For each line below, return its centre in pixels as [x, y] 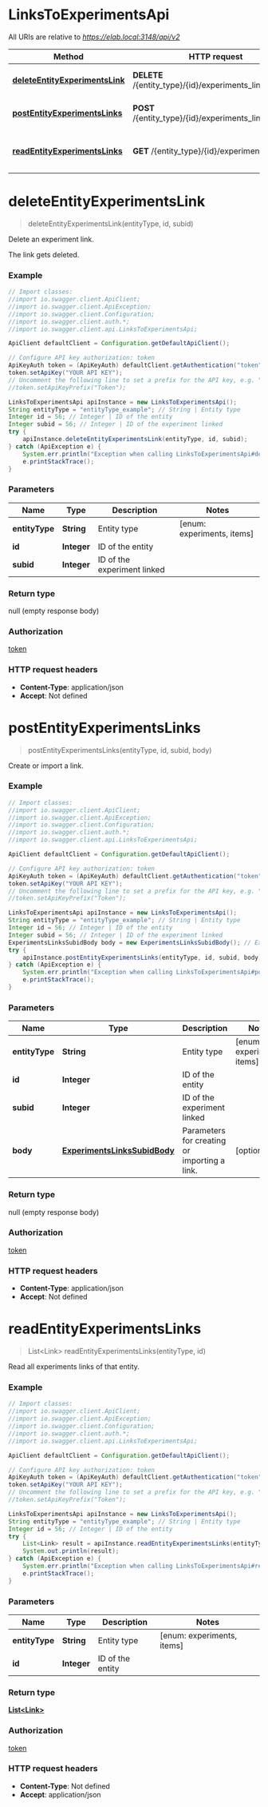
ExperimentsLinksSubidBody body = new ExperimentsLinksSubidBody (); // [130, 942]
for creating [204, 1140]
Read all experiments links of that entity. [74, 1367]
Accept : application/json [60, 1794]
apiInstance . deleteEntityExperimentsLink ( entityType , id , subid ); [135, 440]
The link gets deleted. [44, 254]
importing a [204, 1160]
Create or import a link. [46, 766]
